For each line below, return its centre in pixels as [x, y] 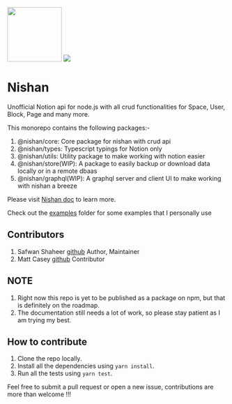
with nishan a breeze [47, 186]
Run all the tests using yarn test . [65, 373]
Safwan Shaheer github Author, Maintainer [78, 251]
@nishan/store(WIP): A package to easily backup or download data [114, 163]
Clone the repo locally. [49, 359]
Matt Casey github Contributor [61, 259]
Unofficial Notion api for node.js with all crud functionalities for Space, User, [116, 107]
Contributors [36, 235]
